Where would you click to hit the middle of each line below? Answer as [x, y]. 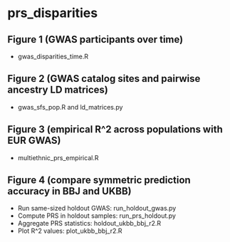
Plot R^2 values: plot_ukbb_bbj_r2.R [70, 231]
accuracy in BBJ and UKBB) [69, 191]
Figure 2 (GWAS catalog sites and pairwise [104, 79]
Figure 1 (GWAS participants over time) [95, 40]
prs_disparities [53, 13]
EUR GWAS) [34, 141]
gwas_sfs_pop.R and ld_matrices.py [70, 107]
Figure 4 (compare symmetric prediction [99, 180]
